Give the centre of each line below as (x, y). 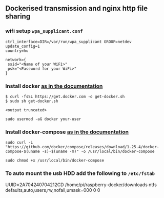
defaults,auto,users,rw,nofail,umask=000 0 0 (53, 190)
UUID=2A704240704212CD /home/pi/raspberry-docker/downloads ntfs (81, 185)
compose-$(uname (23, 152)
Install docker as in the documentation (54, 86)
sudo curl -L (19, 143)
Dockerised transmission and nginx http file (77, 8)
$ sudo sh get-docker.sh (32, 101)
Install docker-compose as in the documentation (67, 132)
